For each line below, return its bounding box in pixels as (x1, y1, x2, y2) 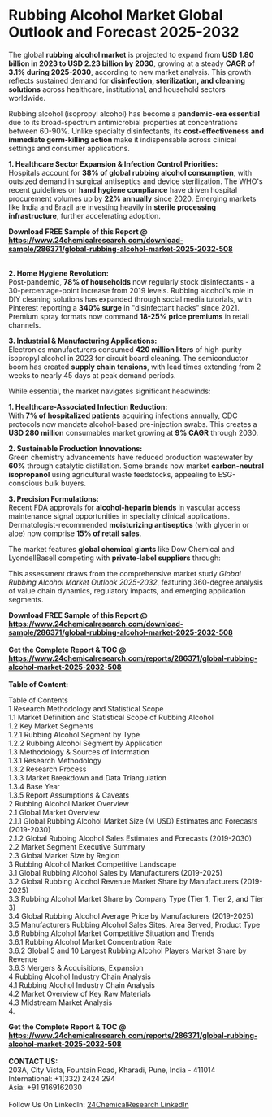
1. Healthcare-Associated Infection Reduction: (8, 402, 168, 411)
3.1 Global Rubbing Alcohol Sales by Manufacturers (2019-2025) (8, 867, 223, 877)
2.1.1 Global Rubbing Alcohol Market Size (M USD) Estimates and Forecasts (8, 815, 258, 826)
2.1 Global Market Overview (8, 807, 100, 817)
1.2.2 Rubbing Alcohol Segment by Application (8, 738, 164, 748)
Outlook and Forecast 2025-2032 (8, 23, 240, 41)
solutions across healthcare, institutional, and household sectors (8, 84, 226, 94)
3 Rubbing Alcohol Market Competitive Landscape (8, 859, 177, 869)
